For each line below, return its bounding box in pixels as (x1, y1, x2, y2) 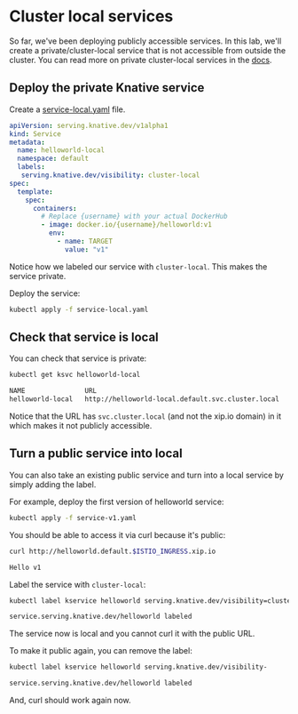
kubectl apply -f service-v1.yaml (9, 513, 137, 522)
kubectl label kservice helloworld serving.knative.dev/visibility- (9, 662, 268, 672)
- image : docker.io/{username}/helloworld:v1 (41, 221, 213, 229)
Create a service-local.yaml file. (9, 104, 126, 115)
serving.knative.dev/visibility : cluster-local (20, 171, 200, 180)
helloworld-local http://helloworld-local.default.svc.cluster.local (9, 395, 279, 404)
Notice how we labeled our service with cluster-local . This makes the (9, 261, 268, 272)
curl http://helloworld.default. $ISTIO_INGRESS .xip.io (9, 547, 216, 556)
